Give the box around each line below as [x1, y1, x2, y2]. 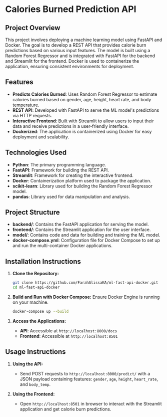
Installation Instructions [5, 257, 81, 266]
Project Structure [5, 208, 60, 217]
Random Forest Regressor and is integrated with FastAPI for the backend [5, 53, 155, 59]
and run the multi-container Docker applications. [12, 243, 112, 249]
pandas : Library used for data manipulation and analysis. [12, 193, 130, 199]
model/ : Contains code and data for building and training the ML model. [12, 232, 160, 238]
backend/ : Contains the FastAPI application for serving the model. [12, 222, 149, 228]
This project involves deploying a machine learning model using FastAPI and [5, 37, 162, 43]
